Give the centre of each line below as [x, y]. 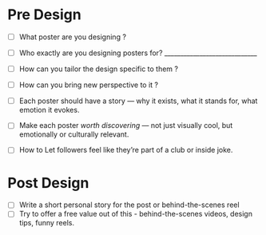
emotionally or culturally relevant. [74, 134]
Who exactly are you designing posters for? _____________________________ [138, 53]
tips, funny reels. [47, 223]
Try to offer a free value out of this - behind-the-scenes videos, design [136, 214]
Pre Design [44, 15]
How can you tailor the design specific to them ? [99, 69]
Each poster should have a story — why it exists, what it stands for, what [138, 101]
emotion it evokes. [49, 110]
